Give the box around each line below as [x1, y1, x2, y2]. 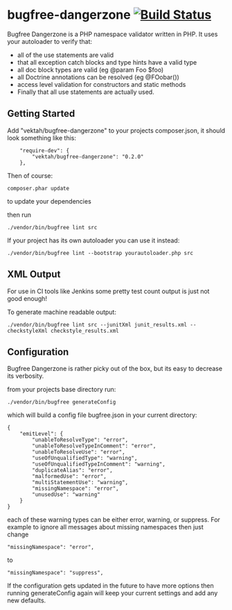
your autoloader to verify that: [7, 37, 92, 45]
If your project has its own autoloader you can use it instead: [7, 236, 180, 245]
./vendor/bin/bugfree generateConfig [7, 399, 116, 406]
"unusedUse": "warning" [32, 491, 100, 498]
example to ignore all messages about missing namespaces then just [7, 523, 204, 531]
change [7, 530, 29, 538]
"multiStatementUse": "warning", [32, 479, 129, 486]
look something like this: [7, 133, 76, 142]
